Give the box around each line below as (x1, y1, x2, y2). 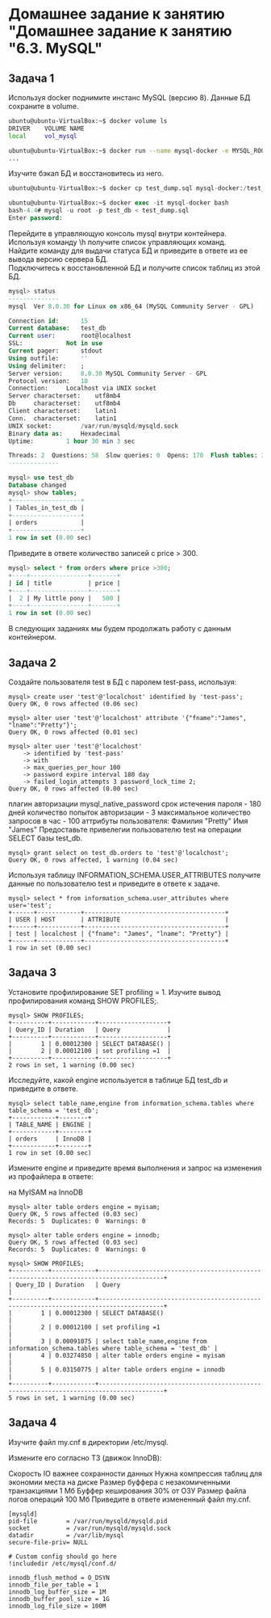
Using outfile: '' (8, 354, 89, 362)
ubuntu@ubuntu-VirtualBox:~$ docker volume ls (8, 117, 168, 125)
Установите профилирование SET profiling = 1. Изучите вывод (8, 987, 221, 997)
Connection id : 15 (8, 317, 89, 325)
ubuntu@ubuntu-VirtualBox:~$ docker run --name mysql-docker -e (8, 146, 229, 154)
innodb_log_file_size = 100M (8, 1602, 106, 1610)
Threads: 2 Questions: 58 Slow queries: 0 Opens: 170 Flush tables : (8, 452, 258, 460)
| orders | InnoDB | (8, 1135, 92, 1143)
